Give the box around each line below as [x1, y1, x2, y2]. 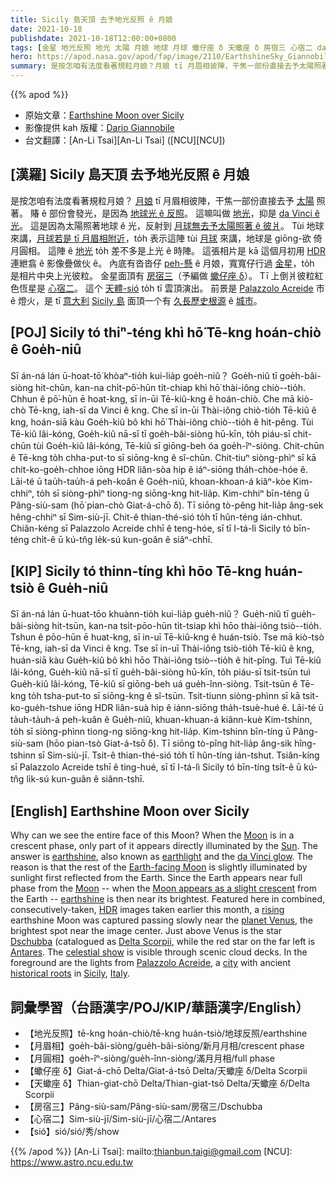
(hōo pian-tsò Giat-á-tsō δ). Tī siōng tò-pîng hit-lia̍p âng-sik [45, 737, 293, 750]
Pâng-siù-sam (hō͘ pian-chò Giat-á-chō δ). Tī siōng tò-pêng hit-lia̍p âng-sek [10, 499, 324, 511]
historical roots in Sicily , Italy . [10, 967, 130, 980]
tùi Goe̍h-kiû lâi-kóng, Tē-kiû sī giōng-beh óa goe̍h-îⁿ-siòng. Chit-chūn [33, 439, 325, 451]
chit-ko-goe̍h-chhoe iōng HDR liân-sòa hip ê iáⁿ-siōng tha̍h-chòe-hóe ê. [10, 463, 309, 475]
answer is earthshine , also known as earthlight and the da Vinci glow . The [10, 851, 314, 863]
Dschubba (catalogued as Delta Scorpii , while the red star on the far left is [10, 936, 316, 948]
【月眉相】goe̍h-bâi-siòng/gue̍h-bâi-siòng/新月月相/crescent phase [24, 1040, 305, 1052]
